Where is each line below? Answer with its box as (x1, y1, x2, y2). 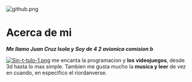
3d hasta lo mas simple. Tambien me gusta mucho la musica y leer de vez (6, 63, 187, 70)
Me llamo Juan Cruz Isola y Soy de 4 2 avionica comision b (6, 45, 153, 52)
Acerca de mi (6, 26, 72, 39)
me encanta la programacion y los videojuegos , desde (52, 56, 185, 64)
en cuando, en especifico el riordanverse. (6, 69, 107, 76)
